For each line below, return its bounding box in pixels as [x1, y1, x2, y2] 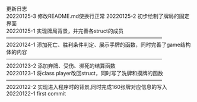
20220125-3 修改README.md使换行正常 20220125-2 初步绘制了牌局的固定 [6, 12, 190, 20]
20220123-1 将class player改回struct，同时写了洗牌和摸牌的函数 [6, 70, 163, 76]
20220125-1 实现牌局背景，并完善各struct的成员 [6, 27, 123, 34]
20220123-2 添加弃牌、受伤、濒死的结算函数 [6, 62, 116, 69]
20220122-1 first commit [6, 90, 66, 97]
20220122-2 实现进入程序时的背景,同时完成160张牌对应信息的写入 [6, 84, 167, 90]
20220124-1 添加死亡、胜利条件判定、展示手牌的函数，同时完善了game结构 [6, 41, 191, 48]
